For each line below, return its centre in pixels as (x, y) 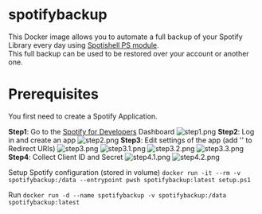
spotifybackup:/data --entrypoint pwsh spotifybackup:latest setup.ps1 (129, 180)
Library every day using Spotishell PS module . (84, 45)
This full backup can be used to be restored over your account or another (129, 53)
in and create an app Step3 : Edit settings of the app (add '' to (130, 140)
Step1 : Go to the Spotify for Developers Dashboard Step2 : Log (131, 131)
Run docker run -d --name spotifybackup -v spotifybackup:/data (117, 195)
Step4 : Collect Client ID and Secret (66, 157)
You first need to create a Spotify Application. (83, 116)
